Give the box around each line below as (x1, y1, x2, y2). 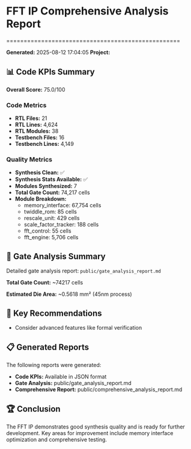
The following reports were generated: (6, 361, 102, 368)
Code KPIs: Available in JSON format (14, 372, 107, 380)
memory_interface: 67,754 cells (23, 202, 102, 209)
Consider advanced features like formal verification (14, 324, 142, 331)
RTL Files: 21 (14, 115, 47, 122)
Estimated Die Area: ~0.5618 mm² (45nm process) (6, 290, 132, 298)
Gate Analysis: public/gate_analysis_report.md (14, 379, 132, 386)
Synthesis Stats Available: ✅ (14, 176, 88, 183)
